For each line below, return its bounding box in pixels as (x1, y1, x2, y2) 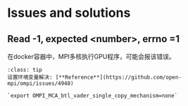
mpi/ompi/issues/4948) (7, 80, 74, 87)
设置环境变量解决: (7, 74, 53, 81)
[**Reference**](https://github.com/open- (55, 74, 182, 81)
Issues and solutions (7, 5, 131, 21)
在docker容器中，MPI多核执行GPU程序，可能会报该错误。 (7, 53, 175, 60)
